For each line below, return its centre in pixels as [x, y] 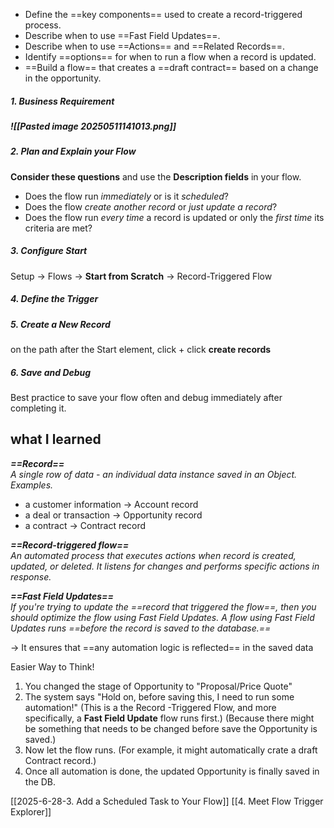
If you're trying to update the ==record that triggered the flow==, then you [163, 606]
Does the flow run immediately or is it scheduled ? [126, 196]
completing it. [38, 408]
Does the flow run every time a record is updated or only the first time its [174, 217]
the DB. [40, 781]
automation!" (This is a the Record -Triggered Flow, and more [150, 707]
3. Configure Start [49, 251]
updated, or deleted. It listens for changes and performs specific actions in [165, 566]
